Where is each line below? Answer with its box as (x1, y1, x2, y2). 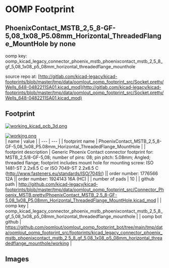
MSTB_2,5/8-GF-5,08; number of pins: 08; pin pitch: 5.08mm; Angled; (5, 154, 151, 160)
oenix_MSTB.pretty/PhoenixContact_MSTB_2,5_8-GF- (5, 192, 118, 198)
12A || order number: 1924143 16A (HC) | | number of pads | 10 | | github (5, 175, 155, 182)
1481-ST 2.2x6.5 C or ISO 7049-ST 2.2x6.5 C (5, 165, 99, 171)
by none (49, 39, 76, 48)
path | (5, 181, 18, 187)
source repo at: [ (5, 73, 40, 79)
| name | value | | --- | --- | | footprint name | (5, 138, 98, 144)
